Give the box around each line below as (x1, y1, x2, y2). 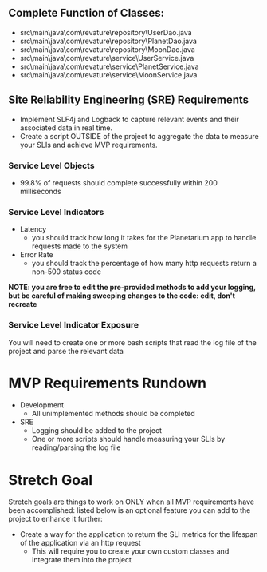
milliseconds (19, 186, 61, 196)
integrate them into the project (31, 555, 132, 565)
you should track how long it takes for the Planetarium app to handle (31, 233, 257, 243)
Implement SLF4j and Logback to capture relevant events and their (19, 114, 239, 124)
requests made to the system (31, 241, 128, 251)
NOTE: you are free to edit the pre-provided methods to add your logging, (8, 283, 257, 292)
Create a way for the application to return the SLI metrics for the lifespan (19, 530, 258, 539)
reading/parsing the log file (31, 443, 121, 452)
